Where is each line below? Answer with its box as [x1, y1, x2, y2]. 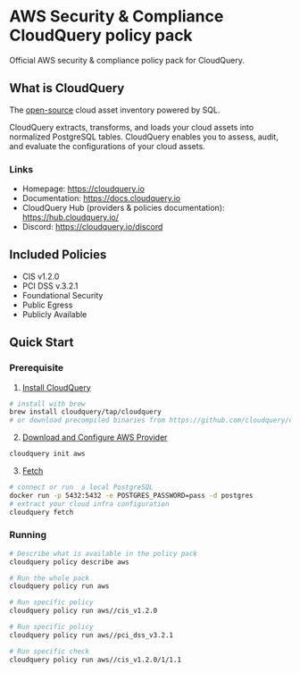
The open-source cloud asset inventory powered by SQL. [9, 105, 221, 115]
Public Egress [21, 299, 73, 310]
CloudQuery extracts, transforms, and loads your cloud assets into [9, 122, 254, 132]
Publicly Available [21, 308, 87, 319]
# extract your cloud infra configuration [9, 499, 170, 509]
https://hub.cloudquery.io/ [21, 212, 119, 223]
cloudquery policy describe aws [9, 557, 129, 567]
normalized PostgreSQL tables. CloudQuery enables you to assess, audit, [9, 131, 279, 142]
